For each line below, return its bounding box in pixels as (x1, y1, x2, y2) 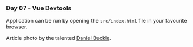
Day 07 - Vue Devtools (6, 4, 72, 12)
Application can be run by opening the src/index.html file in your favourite (6, 17, 187, 24)
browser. (6, 23, 28, 30)
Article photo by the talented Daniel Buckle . (6, 35, 111, 42)
